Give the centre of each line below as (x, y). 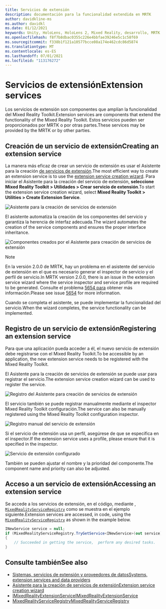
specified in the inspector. (32, 444)
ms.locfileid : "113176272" (33, 61)
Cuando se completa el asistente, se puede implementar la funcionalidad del (83, 303)
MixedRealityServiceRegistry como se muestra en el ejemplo (67, 509)
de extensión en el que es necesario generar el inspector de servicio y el (79, 272)
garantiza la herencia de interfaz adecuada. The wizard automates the (76, 222)
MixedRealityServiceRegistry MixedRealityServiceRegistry (71, 601)
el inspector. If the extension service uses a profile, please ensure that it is (80, 439)
